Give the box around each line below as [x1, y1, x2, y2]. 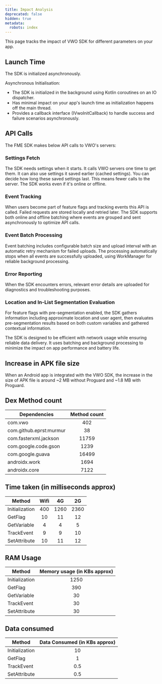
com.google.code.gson [7, 443, 60, 450]
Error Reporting [5, 270, 43, 277]
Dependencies [19, 411, 54, 418]
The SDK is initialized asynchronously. [5, 70, 81, 76]
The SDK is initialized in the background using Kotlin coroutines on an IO [12, 89, 157, 95]
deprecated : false [5, 12, 42, 17]
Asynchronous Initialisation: [5, 80, 61, 86]
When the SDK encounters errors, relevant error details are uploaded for [5, 281, 150, 287]
